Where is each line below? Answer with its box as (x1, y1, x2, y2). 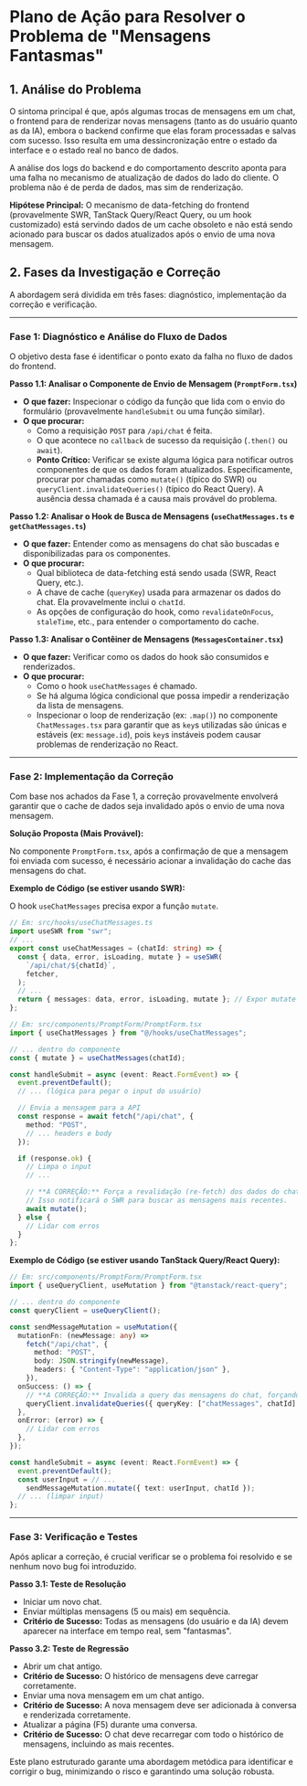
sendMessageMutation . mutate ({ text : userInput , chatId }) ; (26, 1483, 256, 1493)
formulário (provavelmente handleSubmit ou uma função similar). (22, 406, 266, 417)
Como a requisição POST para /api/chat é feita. (36, 425, 213, 436)
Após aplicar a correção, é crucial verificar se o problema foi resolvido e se (9, 1551, 292, 1562)
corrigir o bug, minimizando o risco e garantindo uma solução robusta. (9, 1766, 275, 1777)
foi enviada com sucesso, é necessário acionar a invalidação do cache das (9, 856, 291, 866)
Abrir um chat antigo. (22, 1661, 103, 1672)
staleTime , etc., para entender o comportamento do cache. (36, 616, 259, 627)
